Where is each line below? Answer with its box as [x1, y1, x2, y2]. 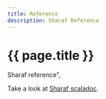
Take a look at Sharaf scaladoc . [7, 84, 99, 93]
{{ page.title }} [7, 47, 95, 64]
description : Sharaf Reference [7, 17, 100, 24]
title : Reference [7, 10, 59, 18]
